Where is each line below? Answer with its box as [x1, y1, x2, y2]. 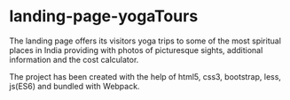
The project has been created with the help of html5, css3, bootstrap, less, [9, 71, 282, 81]
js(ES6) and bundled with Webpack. [9, 81, 140, 91]
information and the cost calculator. [9, 54, 139, 65]
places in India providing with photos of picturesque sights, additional [9, 44, 263, 55]
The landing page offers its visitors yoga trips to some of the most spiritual [9, 35, 282, 46]
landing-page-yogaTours [9, 6, 199, 27]
